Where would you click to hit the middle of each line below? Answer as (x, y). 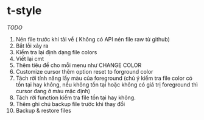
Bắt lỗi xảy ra (32, 46)
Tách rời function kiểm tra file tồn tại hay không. (76, 97)
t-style (24, 11)
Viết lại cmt (30, 58)
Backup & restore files (44, 110)
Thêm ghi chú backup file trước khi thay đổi (70, 104)
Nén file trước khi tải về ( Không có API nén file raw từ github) (93, 39)
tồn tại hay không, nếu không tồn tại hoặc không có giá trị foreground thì (107, 84)
